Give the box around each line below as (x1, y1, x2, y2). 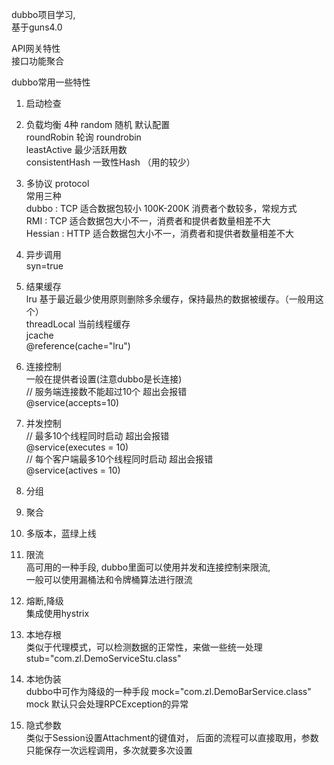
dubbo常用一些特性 (11, 76, 91, 88)
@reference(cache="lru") (25, 340, 131, 352)
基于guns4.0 (11, 21, 63, 33)
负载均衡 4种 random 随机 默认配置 (25, 119, 171, 130)
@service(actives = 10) (25, 464, 121, 476)
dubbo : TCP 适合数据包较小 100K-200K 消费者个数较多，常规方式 (25, 203, 298, 214)
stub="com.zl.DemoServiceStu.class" (25, 653, 182, 664)
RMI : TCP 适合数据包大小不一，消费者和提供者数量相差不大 (25, 215, 271, 227)
